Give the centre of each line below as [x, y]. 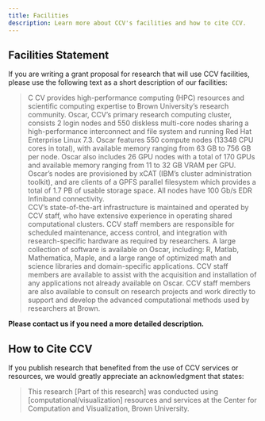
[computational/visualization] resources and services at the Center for [142, 400]
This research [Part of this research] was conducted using [123, 392]
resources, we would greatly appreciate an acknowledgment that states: [126, 377]
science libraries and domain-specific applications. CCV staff [128, 266]
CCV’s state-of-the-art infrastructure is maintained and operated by [138, 208]
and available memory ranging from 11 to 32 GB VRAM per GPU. [132, 165]
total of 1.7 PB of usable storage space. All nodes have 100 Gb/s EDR [140, 190]
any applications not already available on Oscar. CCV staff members [139, 283]
